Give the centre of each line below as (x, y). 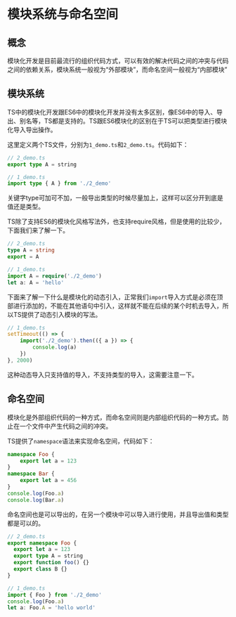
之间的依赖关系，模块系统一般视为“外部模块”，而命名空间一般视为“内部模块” (117, 70)
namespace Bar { (31, 474)
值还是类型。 (26, 207)
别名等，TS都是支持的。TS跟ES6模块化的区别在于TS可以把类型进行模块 (123, 121)
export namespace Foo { (42, 543)
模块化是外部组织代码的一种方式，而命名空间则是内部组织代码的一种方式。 (115, 417)
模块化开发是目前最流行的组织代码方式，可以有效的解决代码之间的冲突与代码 (118, 61)
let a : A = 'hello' (36, 282)
